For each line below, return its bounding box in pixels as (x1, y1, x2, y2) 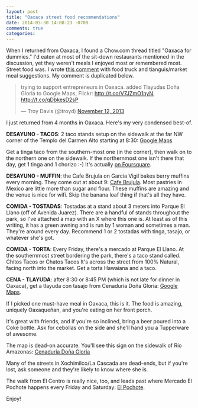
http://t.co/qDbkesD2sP (20, 96, 79, 104)
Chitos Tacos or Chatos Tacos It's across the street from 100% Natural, (6, 258, 179, 265)
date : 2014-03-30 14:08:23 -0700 (6, 20, 89, 25)
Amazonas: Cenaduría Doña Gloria (6, 348, 90, 355)
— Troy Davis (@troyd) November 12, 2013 (20, 108, 125, 115)
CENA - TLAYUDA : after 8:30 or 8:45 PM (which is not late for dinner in (6, 276, 180, 283)
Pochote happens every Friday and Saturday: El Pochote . (6, 384, 145, 391)
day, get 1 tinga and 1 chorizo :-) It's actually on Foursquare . (6, 161, 152, 168)
